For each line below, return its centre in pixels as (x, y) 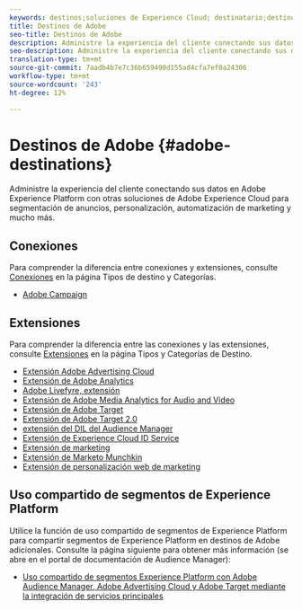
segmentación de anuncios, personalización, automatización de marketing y (151, 208)
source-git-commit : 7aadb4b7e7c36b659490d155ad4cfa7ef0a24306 (128, 68)
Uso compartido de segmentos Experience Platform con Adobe (140, 577)
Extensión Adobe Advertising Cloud (88, 371)
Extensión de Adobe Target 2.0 (80, 420)
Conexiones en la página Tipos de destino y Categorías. (113, 277)
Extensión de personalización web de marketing (111, 467)
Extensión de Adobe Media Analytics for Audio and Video (129, 400)
